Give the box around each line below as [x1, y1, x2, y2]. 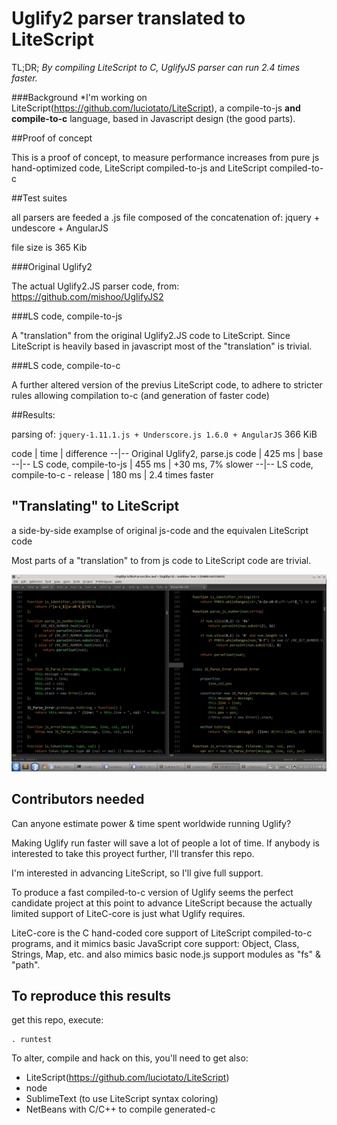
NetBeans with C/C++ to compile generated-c [25, 1103, 216, 1116]
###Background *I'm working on [11, 91, 148, 103]
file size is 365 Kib [11, 241, 88, 253]
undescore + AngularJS [11, 222, 109, 234]
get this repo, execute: [11, 1014, 104, 1026]
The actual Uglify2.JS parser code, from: [11, 280, 180, 292]
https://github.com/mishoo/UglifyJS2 [11, 290, 164, 302]
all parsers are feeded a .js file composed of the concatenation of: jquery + [11, 211, 321, 223]
